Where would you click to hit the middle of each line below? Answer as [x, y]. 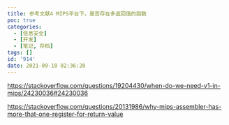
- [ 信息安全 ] [30, 33]
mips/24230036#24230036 [48, 93]
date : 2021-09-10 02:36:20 [46, 66]
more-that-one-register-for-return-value [65, 114]
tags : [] [20, 53]
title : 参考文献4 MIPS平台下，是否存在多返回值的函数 [77, 14]
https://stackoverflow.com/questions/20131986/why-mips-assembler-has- [114, 106]
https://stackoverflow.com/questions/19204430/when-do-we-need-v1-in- [114, 85]
